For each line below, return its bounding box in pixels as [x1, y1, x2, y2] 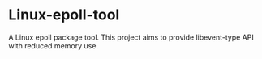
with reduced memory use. [8, 40, 99, 50]
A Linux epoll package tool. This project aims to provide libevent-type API [8, 32, 254, 42]
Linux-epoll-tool [8, 6, 120, 24]
